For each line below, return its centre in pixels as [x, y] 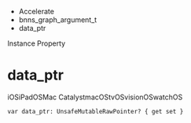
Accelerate [36, 11]
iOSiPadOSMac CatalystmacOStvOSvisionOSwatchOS [95, 97]
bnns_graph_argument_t [58, 20]
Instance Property [37, 43]
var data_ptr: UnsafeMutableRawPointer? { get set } [95, 111]
